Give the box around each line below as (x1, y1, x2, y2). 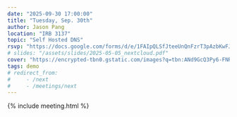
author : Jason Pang (7, 23, 65, 30)
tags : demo (7, 63, 39, 70)
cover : (7, 56, 27, 63)
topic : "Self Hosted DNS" (7, 37, 83, 44)
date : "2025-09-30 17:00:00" (7, 10, 93, 18)
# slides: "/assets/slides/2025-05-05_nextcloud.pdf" (7, 50, 169, 57)
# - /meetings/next (7, 82, 78, 90)
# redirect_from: (7, 69, 59, 76)
